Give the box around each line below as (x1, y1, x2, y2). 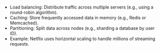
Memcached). (9, 20, 39, 26)
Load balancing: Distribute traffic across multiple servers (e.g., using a (9, 4, 154, 10)
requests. (9, 41, 30, 47)
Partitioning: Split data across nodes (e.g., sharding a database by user (9, 25, 155, 31)
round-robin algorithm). (9, 9, 58, 15)
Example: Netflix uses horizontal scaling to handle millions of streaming (9, 36, 156, 42)
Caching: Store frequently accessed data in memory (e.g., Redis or (9, 15, 146, 20)
